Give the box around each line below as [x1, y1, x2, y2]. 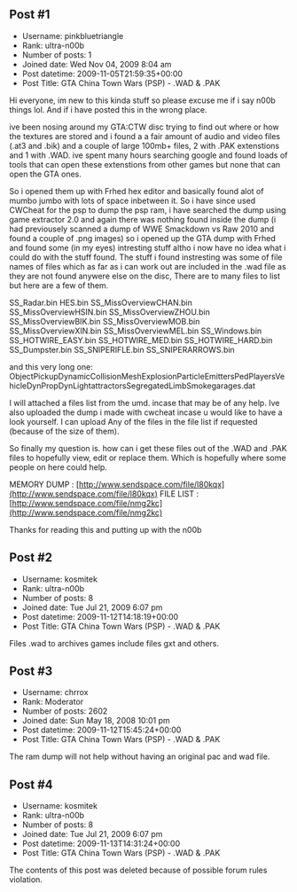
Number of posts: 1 [21, 49, 92, 60]
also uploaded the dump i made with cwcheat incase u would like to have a [9, 407, 283, 418]
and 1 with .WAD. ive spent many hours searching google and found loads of [9, 150, 288, 160]
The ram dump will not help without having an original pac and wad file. [9, 751, 270, 762]
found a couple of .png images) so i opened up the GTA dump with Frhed [9, 232, 277, 243]
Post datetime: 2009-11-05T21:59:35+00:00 [21, 68, 184, 79]
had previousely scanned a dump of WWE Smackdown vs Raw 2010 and [9, 223, 275, 234]
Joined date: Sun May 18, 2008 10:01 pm [21, 716, 170, 726]
